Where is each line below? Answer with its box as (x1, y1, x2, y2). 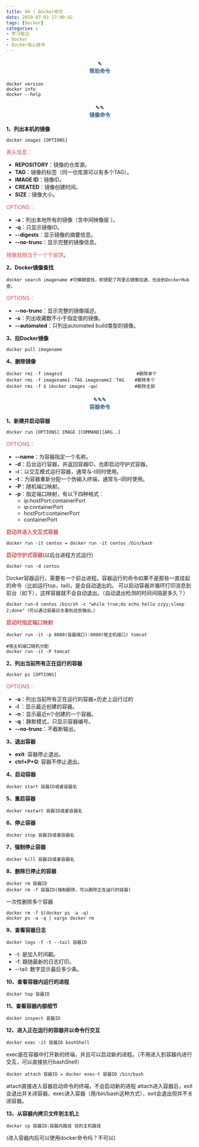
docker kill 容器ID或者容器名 (6, 856, 75, 863)
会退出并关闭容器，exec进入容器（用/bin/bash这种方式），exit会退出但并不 (6, 1090, 188, 1097)
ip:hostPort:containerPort (23, 497, 86, 504)
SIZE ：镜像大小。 (14, 191, 58, 198)
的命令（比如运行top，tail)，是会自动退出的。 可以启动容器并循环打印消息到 (6, 582, 191, 589)
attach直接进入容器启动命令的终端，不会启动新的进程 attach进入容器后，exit (6, 1083, 193, 1090)
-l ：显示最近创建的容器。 (14, 703, 78, 710)
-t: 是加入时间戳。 (14, 951, 59, 958)
